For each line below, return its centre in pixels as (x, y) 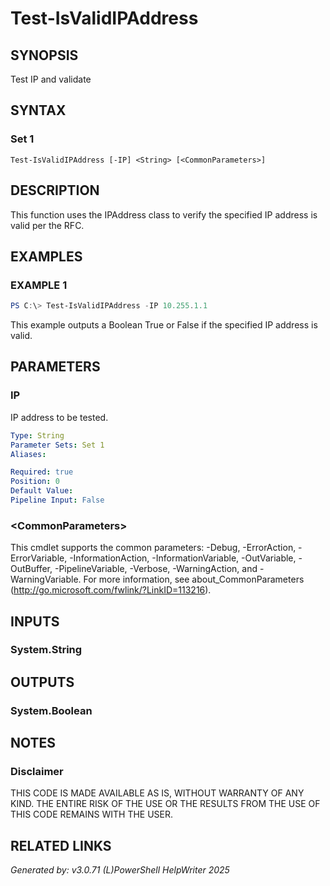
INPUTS (35, 621)
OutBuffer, (31, 569)
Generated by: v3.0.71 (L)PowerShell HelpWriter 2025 (120, 870)
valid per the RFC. (47, 225)
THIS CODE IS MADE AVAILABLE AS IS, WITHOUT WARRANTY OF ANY (157, 793)
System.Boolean (51, 710)
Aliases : (28, 454)
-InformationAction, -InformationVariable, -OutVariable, (183, 558)
